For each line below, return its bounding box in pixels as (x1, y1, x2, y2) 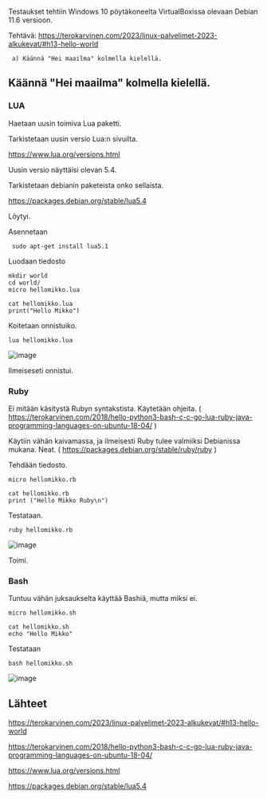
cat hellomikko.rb (8, 489, 69, 498)
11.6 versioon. (8, 15, 53, 25)
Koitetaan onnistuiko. (8, 320, 77, 330)
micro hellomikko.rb (8, 475, 77, 483)
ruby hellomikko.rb (8, 526, 73, 534)
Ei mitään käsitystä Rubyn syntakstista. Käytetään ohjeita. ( (8, 403, 202, 413)
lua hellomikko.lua (8, 336, 73, 344)
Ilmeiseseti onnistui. (8, 365, 73, 375)
